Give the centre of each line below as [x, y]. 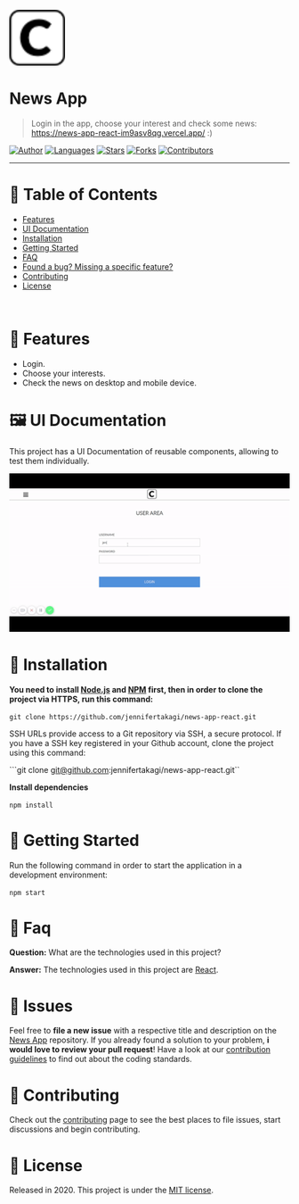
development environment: [59, 875]
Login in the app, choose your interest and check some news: [144, 123]
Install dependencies [49, 787]
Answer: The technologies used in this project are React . [114, 970]
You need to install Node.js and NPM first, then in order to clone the [136, 689]
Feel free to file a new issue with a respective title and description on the [143, 1031]
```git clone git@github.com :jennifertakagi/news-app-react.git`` [125, 769]
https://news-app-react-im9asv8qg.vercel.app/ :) [121, 133]
